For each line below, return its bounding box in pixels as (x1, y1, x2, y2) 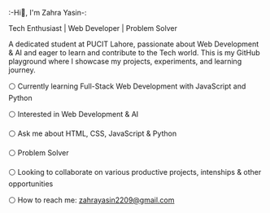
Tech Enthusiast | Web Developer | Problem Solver (8, 24, 177, 33)
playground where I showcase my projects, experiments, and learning (8, 57, 242, 66)
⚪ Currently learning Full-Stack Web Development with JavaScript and (8, 81, 246, 91)
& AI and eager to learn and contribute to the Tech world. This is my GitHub (8, 48, 260, 57)
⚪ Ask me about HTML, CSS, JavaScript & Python (8, 128, 177, 138)
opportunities (8, 179, 54, 189)
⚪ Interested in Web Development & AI (8, 110, 139, 119)
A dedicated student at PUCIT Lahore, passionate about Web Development (8, 39, 259, 49)
